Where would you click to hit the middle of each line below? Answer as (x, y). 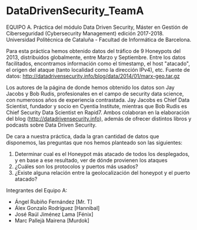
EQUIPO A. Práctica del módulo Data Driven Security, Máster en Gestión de (97, 27)
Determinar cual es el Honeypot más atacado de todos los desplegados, (102, 154)
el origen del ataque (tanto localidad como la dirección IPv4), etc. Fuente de (98, 69)
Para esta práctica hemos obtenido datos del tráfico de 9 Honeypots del (94, 51)
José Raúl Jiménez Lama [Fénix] (54, 214)
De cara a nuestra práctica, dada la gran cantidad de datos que (83, 136)
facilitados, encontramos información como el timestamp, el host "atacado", (98, 64)
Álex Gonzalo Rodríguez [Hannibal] (57, 208)
